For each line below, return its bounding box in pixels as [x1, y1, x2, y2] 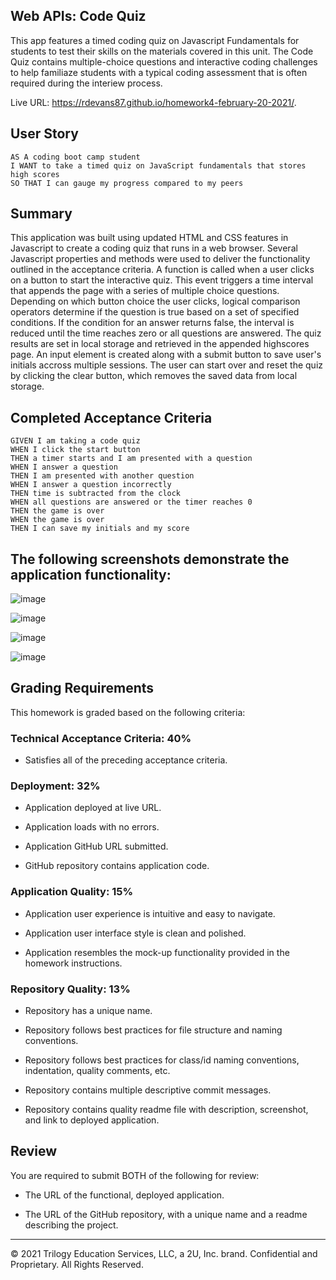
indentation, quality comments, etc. [24, 1065, 171, 1077]
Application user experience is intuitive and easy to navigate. [24, 907, 276, 919]
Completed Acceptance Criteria [10, 409, 213, 426]
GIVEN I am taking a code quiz [10, 436, 141, 446]
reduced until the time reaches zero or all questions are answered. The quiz [10, 327, 322, 339]
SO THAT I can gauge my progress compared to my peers [10, 178, 244, 188]
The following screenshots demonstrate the [10, 550, 290, 568]
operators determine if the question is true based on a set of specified [10, 306, 300, 318]
